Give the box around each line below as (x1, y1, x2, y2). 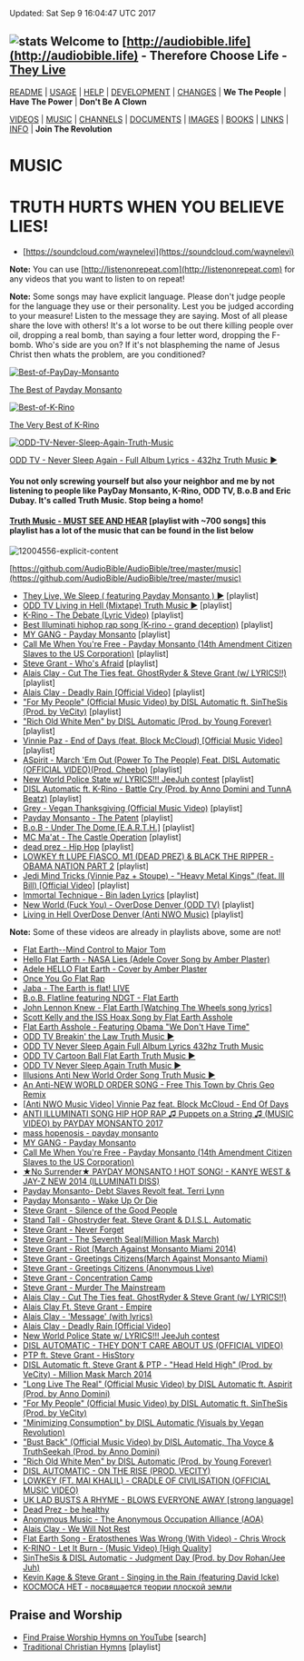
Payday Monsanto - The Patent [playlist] (22, 812, 174, 823)
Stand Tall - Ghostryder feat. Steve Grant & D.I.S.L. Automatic (22, 1214, 252, 1225)
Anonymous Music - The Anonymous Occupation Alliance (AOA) (22, 1513, 264, 1525)
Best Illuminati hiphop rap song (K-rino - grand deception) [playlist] (22, 619, 274, 630)
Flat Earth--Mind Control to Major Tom (22, 944, 166, 955)
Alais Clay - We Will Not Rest (22, 1523, 131, 1534)
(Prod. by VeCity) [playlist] (22, 706, 122, 717)
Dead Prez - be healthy (22, 1504, 110, 1515)
